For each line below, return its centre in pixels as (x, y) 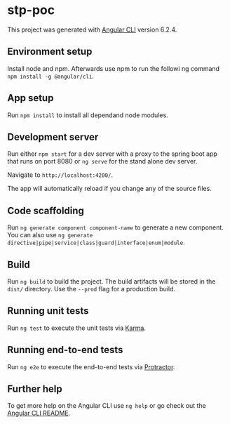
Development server (53, 137)
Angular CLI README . (39, 413)
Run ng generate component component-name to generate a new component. (116, 227)
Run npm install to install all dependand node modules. (88, 115)
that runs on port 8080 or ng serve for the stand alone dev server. (102, 161)
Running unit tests (48, 311)
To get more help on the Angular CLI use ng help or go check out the (107, 406)
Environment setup (50, 52)
